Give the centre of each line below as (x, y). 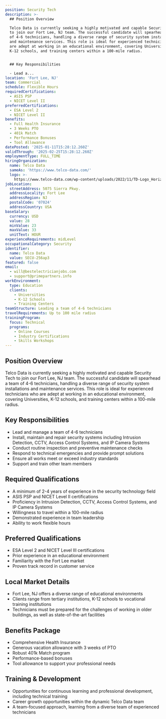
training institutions (32, 604)
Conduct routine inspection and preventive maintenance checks (77, 448)
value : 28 (20, 221)
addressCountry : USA (31, 207)
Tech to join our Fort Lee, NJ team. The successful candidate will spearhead (83, 378)
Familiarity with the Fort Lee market (48, 561)
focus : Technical (27, 322)
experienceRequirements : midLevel (41, 239)
